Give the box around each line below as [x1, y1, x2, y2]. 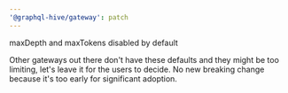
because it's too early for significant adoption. [9, 73, 177, 84]
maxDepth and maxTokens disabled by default [9, 37, 179, 48]
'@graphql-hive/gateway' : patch [9, 12, 128, 22]
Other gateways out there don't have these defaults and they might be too [9, 54, 279, 65]
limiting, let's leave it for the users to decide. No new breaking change [9, 64, 265, 74]
